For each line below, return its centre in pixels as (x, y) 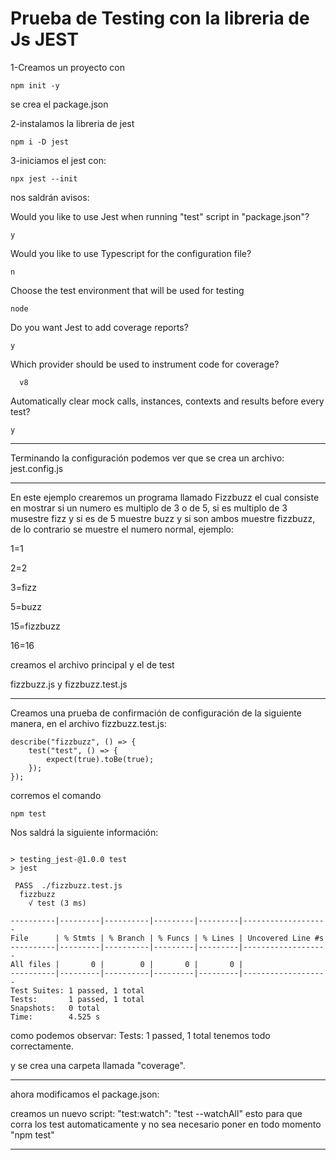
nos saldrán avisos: (50, 197)
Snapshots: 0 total (55, 1008)
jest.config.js (37, 468)
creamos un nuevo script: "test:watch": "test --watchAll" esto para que (156, 1113)
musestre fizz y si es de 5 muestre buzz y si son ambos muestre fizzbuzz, (163, 518)
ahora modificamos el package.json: (85, 1094)
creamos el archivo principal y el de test (92, 664)
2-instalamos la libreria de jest (72, 123)
